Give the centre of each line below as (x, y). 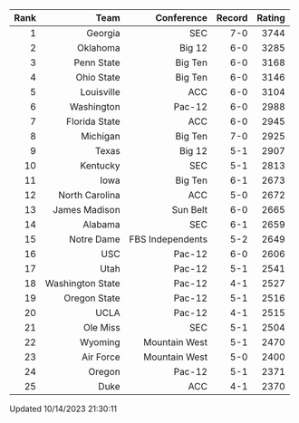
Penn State (97, 62)
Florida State (93, 121)
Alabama (101, 224)
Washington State (82, 283)
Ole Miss (101, 327)
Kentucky (100, 165)
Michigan (101, 136)
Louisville (100, 92)
